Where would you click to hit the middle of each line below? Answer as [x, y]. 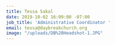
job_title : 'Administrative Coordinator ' [58, 22]
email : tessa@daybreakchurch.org [47, 28]
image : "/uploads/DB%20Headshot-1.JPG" [55, 33]
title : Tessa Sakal [30, 11]
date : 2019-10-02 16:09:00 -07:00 [48, 17]
